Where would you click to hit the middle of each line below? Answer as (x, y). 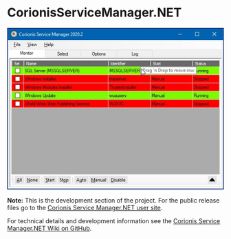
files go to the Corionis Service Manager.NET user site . (85, 208)
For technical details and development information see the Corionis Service (114, 221)
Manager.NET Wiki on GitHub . (49, 229)
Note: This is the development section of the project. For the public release (113, 201)
